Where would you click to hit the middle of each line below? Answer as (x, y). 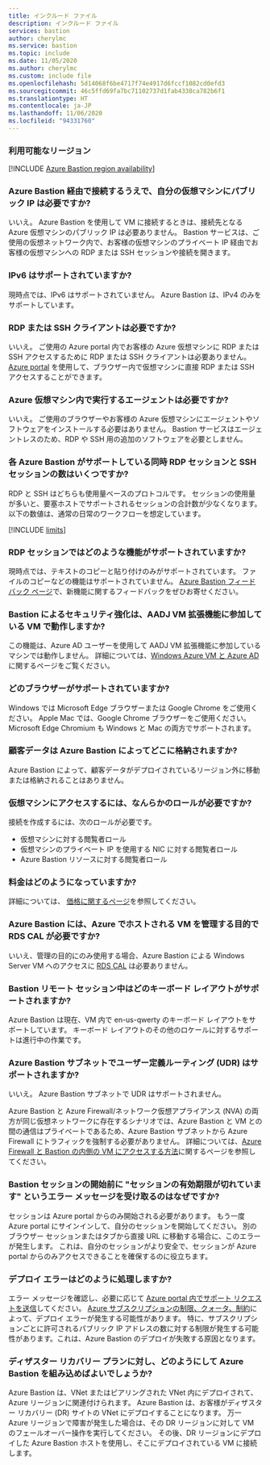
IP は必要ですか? (59, 203)
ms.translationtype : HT (48, 98)
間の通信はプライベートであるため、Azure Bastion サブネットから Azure (128, 1132)
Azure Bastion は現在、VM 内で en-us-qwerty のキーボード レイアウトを (129, 1020)
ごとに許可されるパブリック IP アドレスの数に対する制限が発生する (133, 1328)
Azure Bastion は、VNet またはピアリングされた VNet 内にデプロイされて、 (133, 1392)
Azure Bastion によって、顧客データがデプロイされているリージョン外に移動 (134, 770)
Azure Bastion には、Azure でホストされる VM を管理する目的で (134, 924)
